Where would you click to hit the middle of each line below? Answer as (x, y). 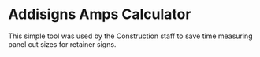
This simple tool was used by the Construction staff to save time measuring (130, 36)
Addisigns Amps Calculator (100, 14)
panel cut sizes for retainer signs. (62, 44)
